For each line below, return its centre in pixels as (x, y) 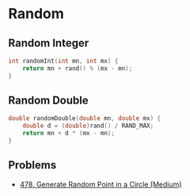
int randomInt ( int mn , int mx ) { (63, 61)
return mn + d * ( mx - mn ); (68, 134)
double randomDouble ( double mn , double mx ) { (84, 119)
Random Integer (49, 43)
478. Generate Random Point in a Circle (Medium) (101, 184)
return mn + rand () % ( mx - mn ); (78, 68)
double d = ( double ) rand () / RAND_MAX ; (88, 126)
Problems (32, 166)
